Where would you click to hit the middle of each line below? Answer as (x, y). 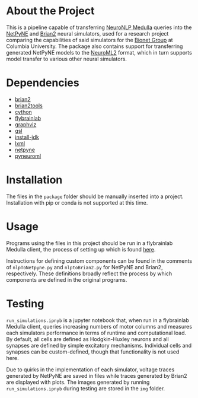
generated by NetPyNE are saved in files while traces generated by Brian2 (97, 375)
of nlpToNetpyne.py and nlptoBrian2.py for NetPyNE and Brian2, (84, 267)
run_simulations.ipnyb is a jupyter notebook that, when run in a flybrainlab (98, 320)
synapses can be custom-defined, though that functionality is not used (93, 352)
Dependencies (43, 83)
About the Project (50, 11)
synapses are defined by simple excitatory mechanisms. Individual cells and (99, 345)
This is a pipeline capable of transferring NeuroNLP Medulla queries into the (99, 27)
